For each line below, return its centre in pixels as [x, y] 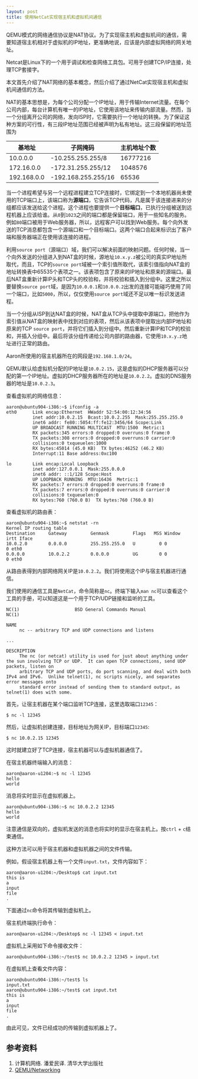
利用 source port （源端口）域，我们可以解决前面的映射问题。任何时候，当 [95, 250]
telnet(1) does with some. [39, 692]
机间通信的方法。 [27, 89]
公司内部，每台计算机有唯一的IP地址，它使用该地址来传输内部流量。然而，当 [99, 109]
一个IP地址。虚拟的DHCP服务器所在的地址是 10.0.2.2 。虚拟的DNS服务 [107, 375]
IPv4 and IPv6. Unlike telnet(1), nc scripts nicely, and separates [93, 677]
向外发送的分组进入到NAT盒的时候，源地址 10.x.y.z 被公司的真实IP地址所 [99, 257]
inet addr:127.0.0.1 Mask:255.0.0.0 [79, 469]
